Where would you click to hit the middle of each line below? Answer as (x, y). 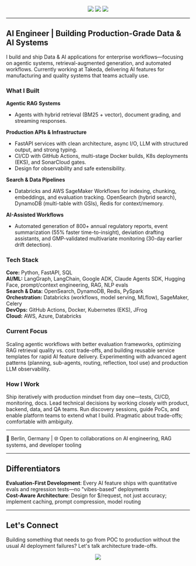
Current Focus (27, 332)
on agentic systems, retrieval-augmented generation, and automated (89, 63)
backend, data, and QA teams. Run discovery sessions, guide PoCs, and (93, 409)
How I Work (23, 384)
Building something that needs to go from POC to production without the (93, 539)
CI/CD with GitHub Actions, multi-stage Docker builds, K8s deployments (101, 156)
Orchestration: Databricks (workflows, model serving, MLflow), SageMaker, (97, 298)
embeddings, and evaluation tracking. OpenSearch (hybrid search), (95, 197)
